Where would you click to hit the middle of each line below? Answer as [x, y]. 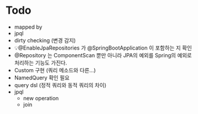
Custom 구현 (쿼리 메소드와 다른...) [55, 70]
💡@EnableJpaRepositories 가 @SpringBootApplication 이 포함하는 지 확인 [103, 48]
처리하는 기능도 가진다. [41, 63]
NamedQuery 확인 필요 [42, 78]
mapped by [28, 27]
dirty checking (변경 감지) [45, 40]
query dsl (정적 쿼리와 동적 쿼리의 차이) [60, 85]
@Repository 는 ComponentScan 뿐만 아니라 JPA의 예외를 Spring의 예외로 [103, 55]
